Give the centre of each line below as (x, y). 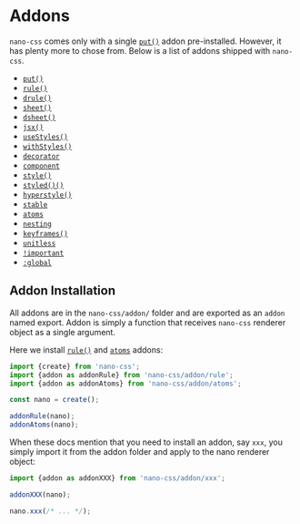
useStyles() (45, 137)
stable (35, 205)
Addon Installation (63, 291)
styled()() (43, 185)
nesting (37, 224)
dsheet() (39, 118)
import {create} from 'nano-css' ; (75, 366)
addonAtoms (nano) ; (44, 425)
